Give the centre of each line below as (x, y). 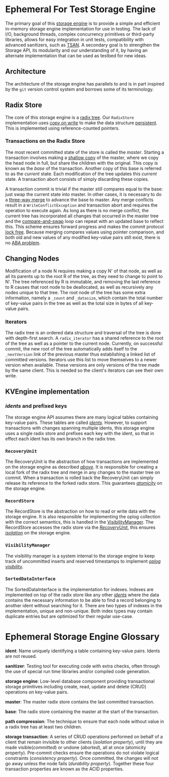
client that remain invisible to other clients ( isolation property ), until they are (84, 742)
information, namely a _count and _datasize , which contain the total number (84, 298)
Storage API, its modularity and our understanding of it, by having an (76, 50)
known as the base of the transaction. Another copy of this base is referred (83, 168)
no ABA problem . (23, 243)
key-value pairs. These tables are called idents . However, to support (76, 422)
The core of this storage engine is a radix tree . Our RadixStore (70, 117)
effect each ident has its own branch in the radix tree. (61, 439)
